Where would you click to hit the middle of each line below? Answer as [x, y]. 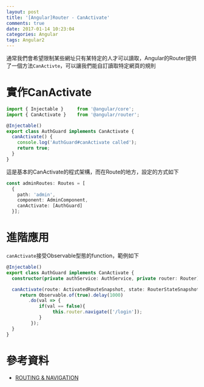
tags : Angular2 [25, 40]
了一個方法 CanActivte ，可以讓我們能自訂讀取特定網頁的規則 [81, 66]
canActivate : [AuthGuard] [50, 206]
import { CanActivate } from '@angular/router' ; [73, 115]
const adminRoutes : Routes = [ [46, 183]
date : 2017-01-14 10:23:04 [40, 29]
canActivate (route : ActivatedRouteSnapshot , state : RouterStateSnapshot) [107, 289]
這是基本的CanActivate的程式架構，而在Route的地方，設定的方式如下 [93, 172]
